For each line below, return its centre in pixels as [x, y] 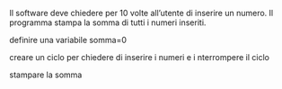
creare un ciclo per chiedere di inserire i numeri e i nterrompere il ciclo [139, 57]
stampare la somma [46, 75]
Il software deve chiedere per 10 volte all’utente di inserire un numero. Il [141, 13]
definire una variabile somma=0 [68, 40]
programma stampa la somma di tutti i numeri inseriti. [108, 22]
